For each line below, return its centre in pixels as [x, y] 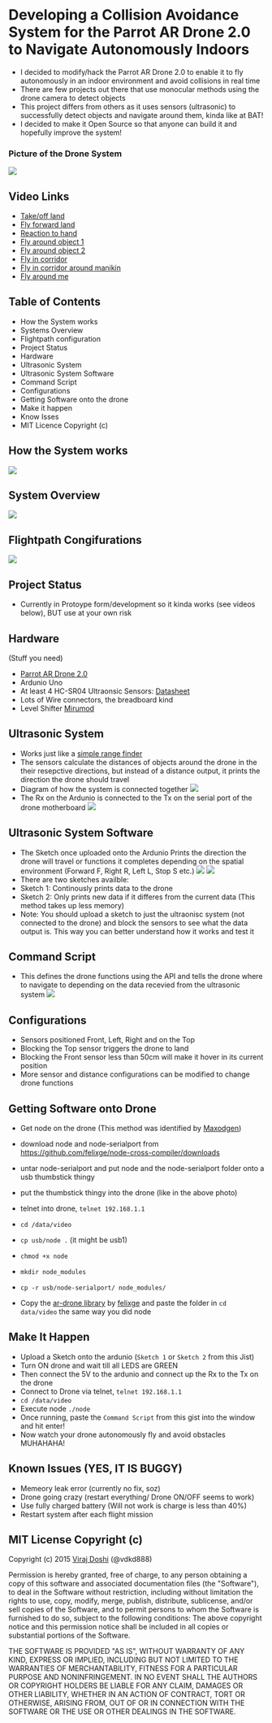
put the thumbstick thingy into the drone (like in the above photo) [129, 1192]
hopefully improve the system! [71, 133]
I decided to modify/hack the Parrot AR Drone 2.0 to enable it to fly [132, 72]
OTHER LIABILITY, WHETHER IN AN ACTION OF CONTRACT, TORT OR [127, 1695]
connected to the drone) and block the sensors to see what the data [134, 922]
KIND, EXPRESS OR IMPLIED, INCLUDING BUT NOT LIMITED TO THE [123, 1660]
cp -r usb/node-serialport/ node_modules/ [93, 1288]
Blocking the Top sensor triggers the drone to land [104, 1049]
